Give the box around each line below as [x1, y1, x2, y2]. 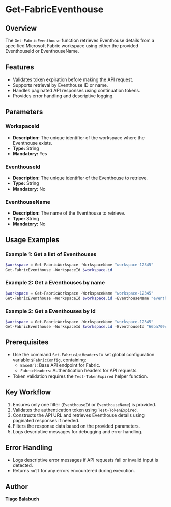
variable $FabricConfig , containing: [12, 357, 87, 363]
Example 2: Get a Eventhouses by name [5, 279, 105, 286]
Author [5, 483, 28, 491]
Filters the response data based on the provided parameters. [12, 423, 140, 429]
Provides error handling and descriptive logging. [12, 93, 115, 99]
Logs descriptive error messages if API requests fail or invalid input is [12, 457, 159, 463]
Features [5, 63, 34, 72]
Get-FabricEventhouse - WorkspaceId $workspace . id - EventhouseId [5, 324, 145, 329]
